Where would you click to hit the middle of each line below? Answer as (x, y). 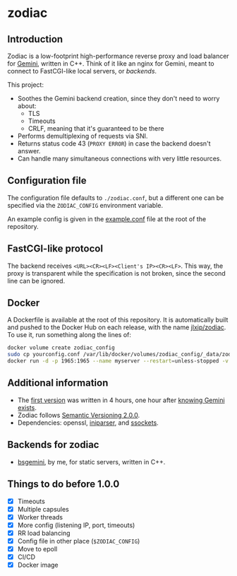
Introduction (35, 39)
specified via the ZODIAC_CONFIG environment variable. (85, 205)
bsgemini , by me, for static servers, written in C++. (91, 462)
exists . (27, 407)
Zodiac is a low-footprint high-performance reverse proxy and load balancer (118, 56)
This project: (26, 85)
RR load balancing (44, 533)
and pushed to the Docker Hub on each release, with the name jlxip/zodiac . (117, 327)
